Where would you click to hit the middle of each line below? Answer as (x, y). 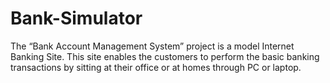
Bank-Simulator (76, 18)
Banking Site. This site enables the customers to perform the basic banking (165, 56)
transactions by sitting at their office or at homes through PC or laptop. (156, 67)
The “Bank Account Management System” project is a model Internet (152, 46)
